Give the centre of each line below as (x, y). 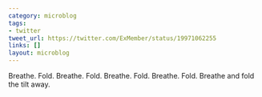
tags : (17, 23)
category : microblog (43, 16)
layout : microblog (39, 53)
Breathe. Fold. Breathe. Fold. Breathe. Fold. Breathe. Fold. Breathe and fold (131, 76)
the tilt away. (29, 84)
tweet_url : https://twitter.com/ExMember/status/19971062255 (113, 38)
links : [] (25, 46)
